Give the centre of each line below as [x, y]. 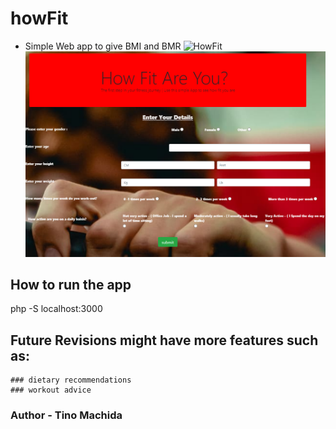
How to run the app [71, 285]
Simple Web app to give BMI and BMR [103, 46]
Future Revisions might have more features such [164, 340]
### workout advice [51, 390]
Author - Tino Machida [66, 415]
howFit [39, 18]
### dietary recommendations [71, 380]
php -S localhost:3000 [56, 309]
